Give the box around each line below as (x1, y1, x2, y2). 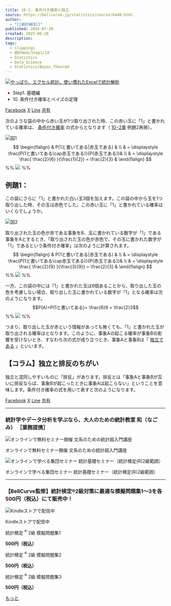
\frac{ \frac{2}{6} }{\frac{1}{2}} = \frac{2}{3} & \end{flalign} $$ (19, 156, 152, 162)
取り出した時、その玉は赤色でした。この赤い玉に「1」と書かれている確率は (5, 201, 163, 208)
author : (5, 17, 22, 22)
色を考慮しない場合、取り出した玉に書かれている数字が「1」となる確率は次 (5, 289, 163, 295)
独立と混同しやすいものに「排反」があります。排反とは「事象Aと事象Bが (5, 373, 158, 380)
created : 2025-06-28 (5, 31, 49, 36)
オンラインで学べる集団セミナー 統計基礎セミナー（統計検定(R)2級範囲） (5, 469, 158, 475)
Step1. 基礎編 (12, 90, 41, 96)
